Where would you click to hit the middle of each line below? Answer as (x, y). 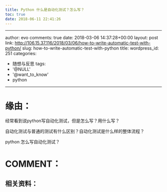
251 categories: (21, 54)
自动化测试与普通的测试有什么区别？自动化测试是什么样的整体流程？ (75, 131)
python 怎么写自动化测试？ (33, 142)
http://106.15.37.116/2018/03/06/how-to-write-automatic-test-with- (83, 43)
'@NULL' (21, 69)
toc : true (15, 14)
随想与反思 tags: (29, 64)
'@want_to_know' (30, 74)
